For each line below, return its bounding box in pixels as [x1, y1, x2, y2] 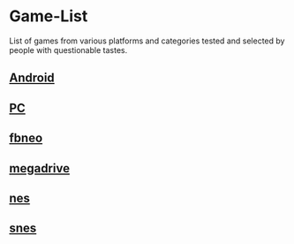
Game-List [9, 6, 88, 27]
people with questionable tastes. [9, 44, 128, 55]
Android [9, 71, 55, 86]
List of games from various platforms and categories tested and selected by [9, 35, 285, 46]
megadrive [9, 161, 71, 176]
